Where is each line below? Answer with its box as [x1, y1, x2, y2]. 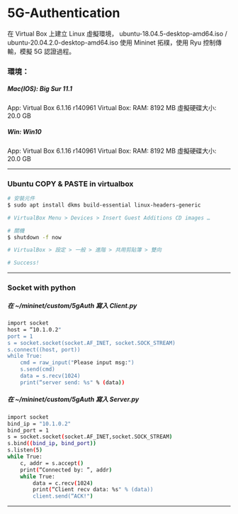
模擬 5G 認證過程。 [19, 47, 76, 55]
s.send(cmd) [20, 366, 55, 373]
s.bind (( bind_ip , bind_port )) [7, 440, 97, 447]
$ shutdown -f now [7, 234, 62, 241]
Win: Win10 [7, 128, 42, 136]
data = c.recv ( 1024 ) [33, 479, 93, 487]
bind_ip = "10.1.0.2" [7, 420, 72, 427]
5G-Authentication [7, 5, 120, 21]
